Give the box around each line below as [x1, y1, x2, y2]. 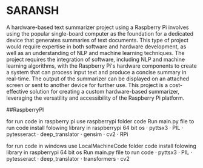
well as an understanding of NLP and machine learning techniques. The [6, 49, 185, 56]
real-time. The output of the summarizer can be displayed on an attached [6, 75, 190, 82]
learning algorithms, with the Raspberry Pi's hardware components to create [6, 62, 197, 69]
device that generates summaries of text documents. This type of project [6, 36, 189, 44]
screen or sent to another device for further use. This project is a [6, 81, 168, 88]
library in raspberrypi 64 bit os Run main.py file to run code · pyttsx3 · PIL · [6, 149, 193, 156]
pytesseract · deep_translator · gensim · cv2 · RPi [6, 131, 128, 138]
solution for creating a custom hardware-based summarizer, [29, 88, 180, 95]
